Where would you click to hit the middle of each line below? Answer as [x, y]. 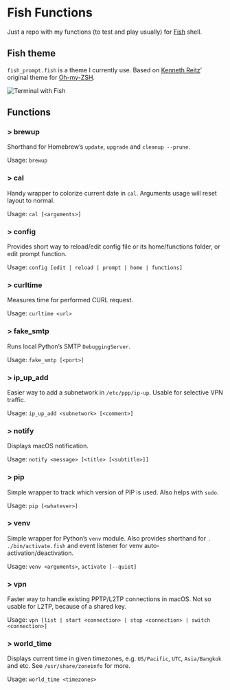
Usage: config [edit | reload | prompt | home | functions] [95, 267]
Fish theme [32, 53]
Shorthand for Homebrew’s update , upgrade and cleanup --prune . [99, 147]
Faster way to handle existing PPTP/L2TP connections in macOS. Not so [109, 599]
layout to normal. [31, 200]
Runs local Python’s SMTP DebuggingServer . [69, 346]
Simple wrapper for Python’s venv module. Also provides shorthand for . [109, 538]
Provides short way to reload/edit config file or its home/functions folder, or [114, 247]
